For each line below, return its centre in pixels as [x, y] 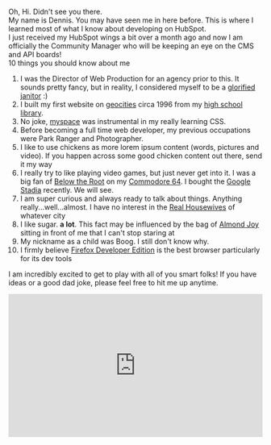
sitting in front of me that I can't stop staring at [97, 233]
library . [32, 113]
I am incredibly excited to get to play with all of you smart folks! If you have [133, 274]
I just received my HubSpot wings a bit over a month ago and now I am [126, 37]
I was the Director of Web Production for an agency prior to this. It [129, 79]
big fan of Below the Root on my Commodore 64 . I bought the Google [135, 181]
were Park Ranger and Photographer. [81, 139]
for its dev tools [46, 258]
